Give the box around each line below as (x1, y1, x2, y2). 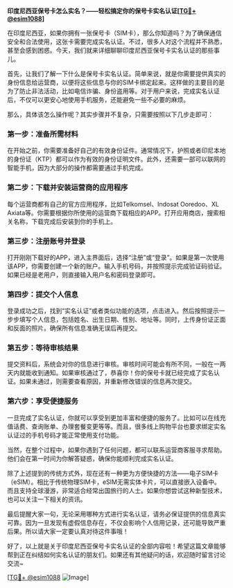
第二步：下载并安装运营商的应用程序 (7, 183, 128, 193)
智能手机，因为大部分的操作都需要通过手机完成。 (7, 164, 147, 172)
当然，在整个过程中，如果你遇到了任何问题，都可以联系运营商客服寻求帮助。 (7, 445, 226, 453)
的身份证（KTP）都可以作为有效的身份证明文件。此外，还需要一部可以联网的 (7, 155, 226, 164)
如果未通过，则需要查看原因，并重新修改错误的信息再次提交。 (19, 377, 196, 386)
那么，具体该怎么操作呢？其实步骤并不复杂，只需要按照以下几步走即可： (7, 110, 214, 119)
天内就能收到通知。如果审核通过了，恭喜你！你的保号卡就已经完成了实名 (7, 369, 214, 377)
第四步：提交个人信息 (7, 289, 78, 299)
